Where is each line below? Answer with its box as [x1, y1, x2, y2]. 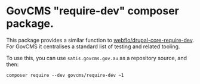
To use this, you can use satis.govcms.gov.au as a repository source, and [6, 54, 187, 61]
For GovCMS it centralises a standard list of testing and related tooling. [6, 43, 180, 50]
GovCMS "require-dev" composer [6, 4, 179, 18]
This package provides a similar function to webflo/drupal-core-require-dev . [6, 36, 195, 43]
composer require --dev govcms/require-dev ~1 [6, 72, 124, 78]
